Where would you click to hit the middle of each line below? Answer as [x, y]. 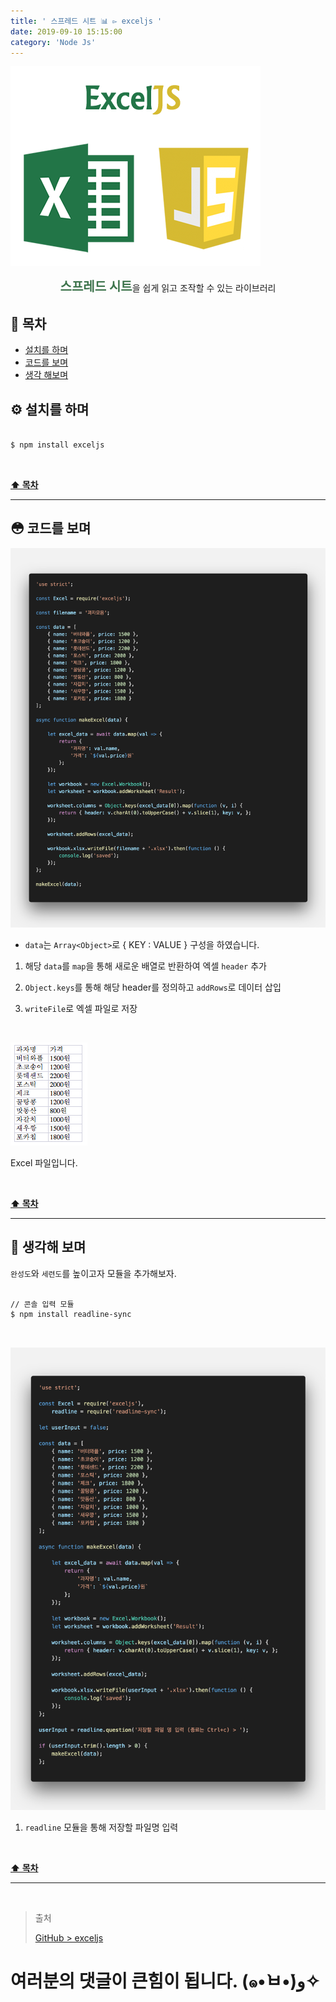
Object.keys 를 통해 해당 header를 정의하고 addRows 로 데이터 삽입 [153, 987]
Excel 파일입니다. [44, 1162]
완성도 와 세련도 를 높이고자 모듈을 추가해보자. [93, 1273]
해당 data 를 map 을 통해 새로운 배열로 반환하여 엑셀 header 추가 [145, 966]
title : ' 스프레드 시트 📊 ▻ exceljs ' [86, 21]
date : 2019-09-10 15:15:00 [66, 31]
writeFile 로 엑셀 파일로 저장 [81, 1008]
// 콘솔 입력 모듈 [42, 1304]
